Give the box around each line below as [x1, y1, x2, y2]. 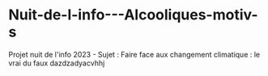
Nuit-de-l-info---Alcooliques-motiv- [8, 6, 258, 24]
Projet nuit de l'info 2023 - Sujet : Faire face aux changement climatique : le [8, 49, 261, 59]
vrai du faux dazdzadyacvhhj [8, 58, 105, 68]
